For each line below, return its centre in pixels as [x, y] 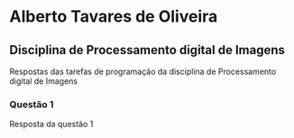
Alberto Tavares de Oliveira [114, 17]
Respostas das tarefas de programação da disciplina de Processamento [143, 71]
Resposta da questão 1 [51, 124]
